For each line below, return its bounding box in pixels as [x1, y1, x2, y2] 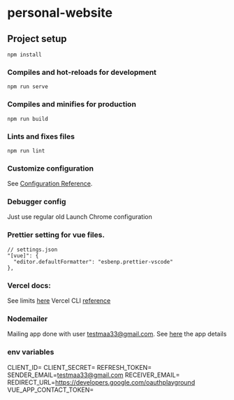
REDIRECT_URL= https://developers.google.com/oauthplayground [7, 378, 196, 386]
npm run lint [7, 147, 45, 155]
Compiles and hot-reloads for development [7, 67, 157, 77]
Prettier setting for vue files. [7, 230, 105, 240]
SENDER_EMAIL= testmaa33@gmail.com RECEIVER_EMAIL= [7, 371, 180, 379]
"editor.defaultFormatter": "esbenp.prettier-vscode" [13, 258, 173, 265]
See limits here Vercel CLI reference [7, 297, 111, 305]
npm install [7, 51, 42, 58]
